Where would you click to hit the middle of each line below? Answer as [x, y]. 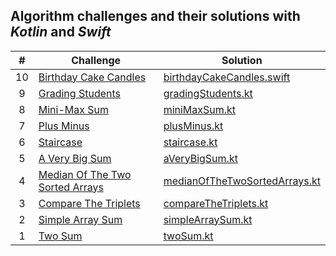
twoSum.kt [188, 236]
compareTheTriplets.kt [216, 203]
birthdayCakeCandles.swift [227, 77]
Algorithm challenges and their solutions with [155, 16]
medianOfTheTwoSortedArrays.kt [242, 181]
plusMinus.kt [193, 126]
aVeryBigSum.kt [200, 158]
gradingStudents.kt [208, 93]
